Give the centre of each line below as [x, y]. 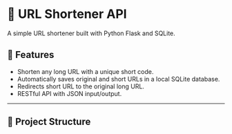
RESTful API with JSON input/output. [69, 93]
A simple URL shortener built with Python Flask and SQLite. [91, 33]
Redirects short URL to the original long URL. [81, 86]
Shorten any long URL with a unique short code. [85, 71]
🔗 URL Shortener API [67, 14]
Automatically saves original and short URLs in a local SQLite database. [118, 79]
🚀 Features [31, 55]
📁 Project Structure [49, 122]
